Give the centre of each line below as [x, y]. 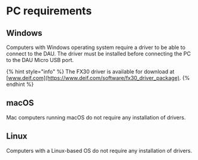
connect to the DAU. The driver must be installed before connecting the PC [99, 54]
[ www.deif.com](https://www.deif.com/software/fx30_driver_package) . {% [98, 78]
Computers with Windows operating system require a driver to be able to [96, 47]
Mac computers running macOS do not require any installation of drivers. [96, 117]
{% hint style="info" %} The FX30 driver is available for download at [90, 72]
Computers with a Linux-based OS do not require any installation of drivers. [99, 150]
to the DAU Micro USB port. [40, 60]
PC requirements [49, 11]
